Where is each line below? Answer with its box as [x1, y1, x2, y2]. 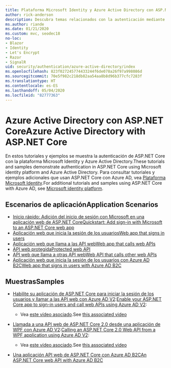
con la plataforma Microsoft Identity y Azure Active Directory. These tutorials [5, 158, 165, 164]
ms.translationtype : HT [5, 78, 56, 83]
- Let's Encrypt [5, 50, 40, 55]
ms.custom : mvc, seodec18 [5, 31, 60, 36]
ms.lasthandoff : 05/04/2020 [5, 88, 65, 93]
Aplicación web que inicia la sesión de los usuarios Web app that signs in [12, 230, 165, 236]
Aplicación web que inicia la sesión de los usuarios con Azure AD [12, 257, 150, 263]
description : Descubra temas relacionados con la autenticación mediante [5, 17, 165, 22]
